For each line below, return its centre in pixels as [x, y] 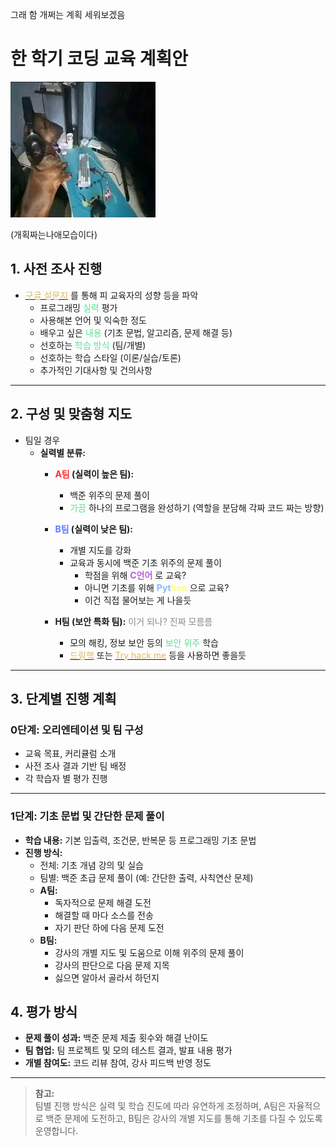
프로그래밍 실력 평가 [78, 307]
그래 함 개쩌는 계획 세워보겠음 [68, 14]
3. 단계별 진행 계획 [63, 698]
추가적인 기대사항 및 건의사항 [96, 370]
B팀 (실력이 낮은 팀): [94, 529]
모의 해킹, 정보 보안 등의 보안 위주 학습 [144, 642]
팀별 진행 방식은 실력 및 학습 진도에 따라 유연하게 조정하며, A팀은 [160, 1106]
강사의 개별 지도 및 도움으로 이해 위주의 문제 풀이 [149, 952]
